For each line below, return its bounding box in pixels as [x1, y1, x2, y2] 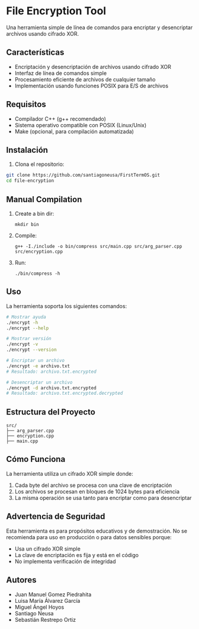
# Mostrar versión [6, 336, 52, 342]
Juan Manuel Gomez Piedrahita [14, 590, 92, 598]
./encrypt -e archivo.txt [6, 363, 70, 369]
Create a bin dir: [14, 210, 54, 217]
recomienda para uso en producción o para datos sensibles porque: [6, 533, 172, 540]
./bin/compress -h [14, 271, 60, 276]
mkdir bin [14, 221, 40, 227]
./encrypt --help [6, 325, 49, 331]
